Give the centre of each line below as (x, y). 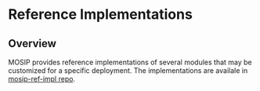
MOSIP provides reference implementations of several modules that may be (130, 62)
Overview (32, 44)
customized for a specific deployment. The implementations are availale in (128, 71)
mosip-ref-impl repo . (42, 79)
